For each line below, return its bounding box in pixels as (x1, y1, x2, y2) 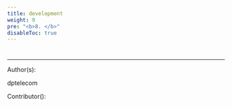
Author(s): (7, 66, 37, 74)
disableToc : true (7, 29, 57, 37)
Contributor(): (7, 93, 46, 101)
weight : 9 (7, 17, 36, 23)
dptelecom (7, 79, 38, 87)
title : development (7, 10, 64, 17)
